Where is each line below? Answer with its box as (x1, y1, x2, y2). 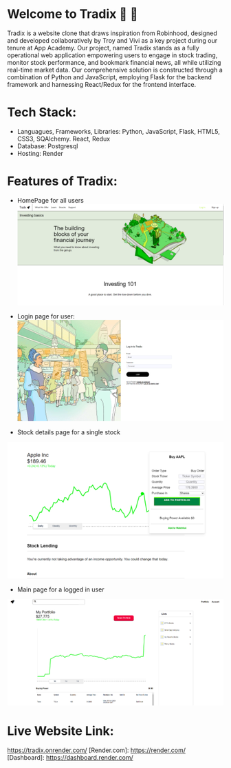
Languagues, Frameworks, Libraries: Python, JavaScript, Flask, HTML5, (16, 127, 220, 135)
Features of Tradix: (7, 174, 118, 189)
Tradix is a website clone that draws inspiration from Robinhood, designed (7, 29, 218, 37)
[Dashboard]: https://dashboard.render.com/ (7, 753, 133, 761)
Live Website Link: (7, 723, 115, 739)
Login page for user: (16, 312, 76, 321)
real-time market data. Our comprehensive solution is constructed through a (7, 65, 223, 74)
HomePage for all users (16, 196, 84, 204)
